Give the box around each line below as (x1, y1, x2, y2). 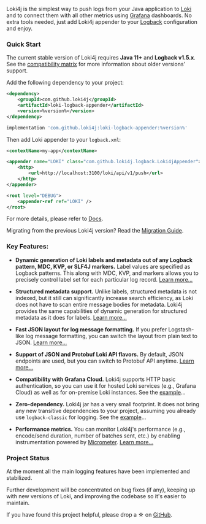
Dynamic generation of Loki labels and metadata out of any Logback (15, 256, 193, 263)
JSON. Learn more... (15, 339, 67, 346)
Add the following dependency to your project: (6, 79, 124, 87)
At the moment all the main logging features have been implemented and (6, 468, 190, 475)
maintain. (6, 499, 29, 507)
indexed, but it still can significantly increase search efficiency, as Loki (15, 294, 194, 301)
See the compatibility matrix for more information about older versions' (6, 61, 186, 68)
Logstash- (168, 325, 194, 333)
